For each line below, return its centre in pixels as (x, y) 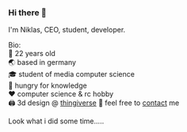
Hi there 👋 (28, 13)
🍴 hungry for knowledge (48, 85)
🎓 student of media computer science (71, 74)
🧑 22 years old (32, 54)
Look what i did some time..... (56, 121)
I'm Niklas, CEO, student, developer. (67, 30)
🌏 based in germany (42, 62)
